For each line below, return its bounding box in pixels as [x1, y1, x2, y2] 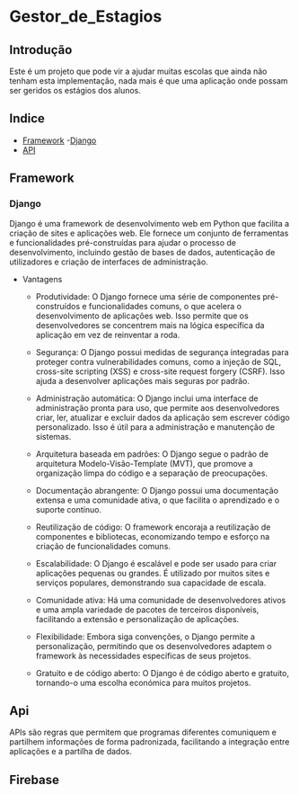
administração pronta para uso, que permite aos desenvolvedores [35, 402, 280, 413]
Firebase [9, 772, 60, 788]
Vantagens [22, 273, 63, 284]
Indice [9, 111, 45, 127]
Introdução [9, 42, 73, 58]
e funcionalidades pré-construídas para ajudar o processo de [9, 236, 236, 248]
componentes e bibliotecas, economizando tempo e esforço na [35, 531, 270, 541]
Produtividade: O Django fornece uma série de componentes [35, 290, 261, 302]
